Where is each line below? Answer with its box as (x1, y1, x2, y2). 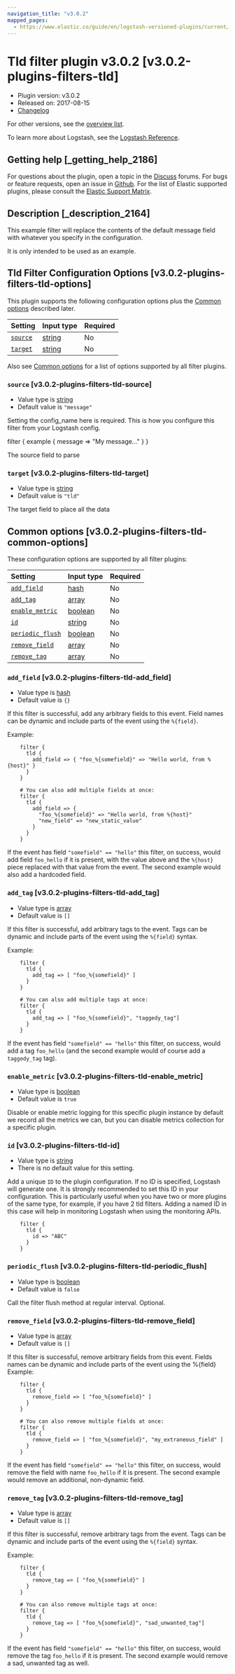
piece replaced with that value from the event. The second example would (7, 863, 222, 871)
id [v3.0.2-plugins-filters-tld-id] (7, 1140, 120, 1150)
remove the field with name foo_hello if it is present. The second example (7, 1468, 220, 1477)
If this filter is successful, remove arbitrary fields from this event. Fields (7, 1352, 213, 1361)
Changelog (17, 106, 50, 115)
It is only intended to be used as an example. (7, 246, 136, 255)
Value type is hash (17, 689, 71, 697)
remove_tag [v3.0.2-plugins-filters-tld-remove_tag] (7, 1493, 184, 1503)
